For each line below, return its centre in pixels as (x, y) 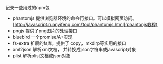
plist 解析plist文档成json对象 (42, 56)
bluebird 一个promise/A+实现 (43, 37)
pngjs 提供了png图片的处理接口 (45, 31)
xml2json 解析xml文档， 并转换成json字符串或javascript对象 (74, 50)
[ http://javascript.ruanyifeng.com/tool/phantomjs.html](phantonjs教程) (85, 24)
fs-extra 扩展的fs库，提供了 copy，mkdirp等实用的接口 (69, 43)
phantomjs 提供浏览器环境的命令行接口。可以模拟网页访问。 (75, 18)
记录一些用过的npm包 (28, 7)
